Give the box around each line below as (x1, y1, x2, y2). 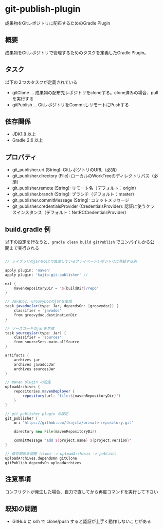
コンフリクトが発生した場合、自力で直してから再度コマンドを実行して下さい (5, 489, 158, 495)
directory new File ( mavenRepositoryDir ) (14, 429, 97, 434)
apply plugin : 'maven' (5, 268, 51, 273)
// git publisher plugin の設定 (5, 411, 69, 416)
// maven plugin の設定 (5, 380, 51, 385)
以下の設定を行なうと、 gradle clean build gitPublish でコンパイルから (5, 239, 150, 245)
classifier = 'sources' (14, 335, 62, 340)
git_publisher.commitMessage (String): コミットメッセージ (12, 197, 129, 203)
